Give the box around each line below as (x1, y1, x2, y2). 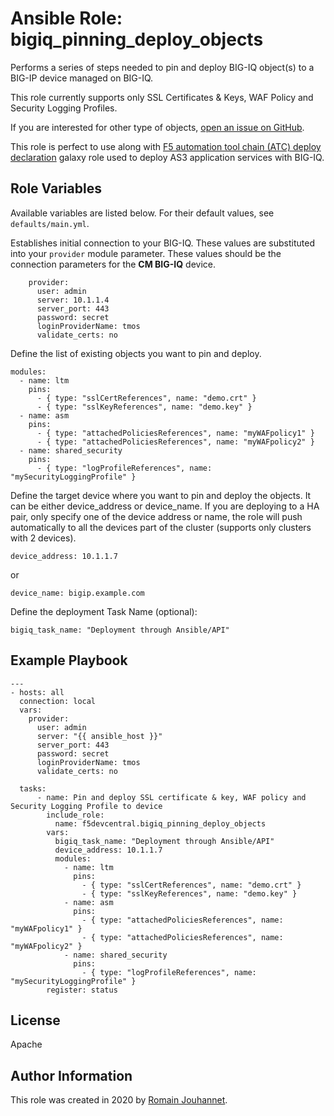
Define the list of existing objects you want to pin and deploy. (10, 347, 262, 359)
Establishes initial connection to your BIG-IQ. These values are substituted (10, 237, 316, 249)
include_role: (46, 810, 105, 820)
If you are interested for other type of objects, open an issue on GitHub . (10, 121, 305, 133)
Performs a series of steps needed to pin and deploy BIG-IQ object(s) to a (10, 61, 315, 73)
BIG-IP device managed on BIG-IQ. (10, 72, 154, 84)
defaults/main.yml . (10, 217, 90, 229)
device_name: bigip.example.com (10, 588, 145, 598)
